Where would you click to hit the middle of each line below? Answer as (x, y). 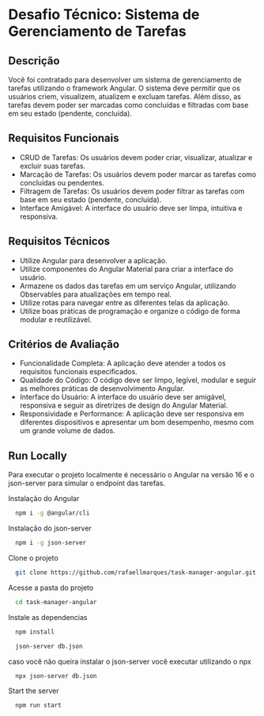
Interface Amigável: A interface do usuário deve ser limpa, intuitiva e (131, 208)
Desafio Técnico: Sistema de (104, 15)
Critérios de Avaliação (64, 345)
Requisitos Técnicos (59, 241)
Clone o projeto (34, 558)
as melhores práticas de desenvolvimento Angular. (102, 389)
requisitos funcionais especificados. (79, 372)
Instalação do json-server (50, 528)
